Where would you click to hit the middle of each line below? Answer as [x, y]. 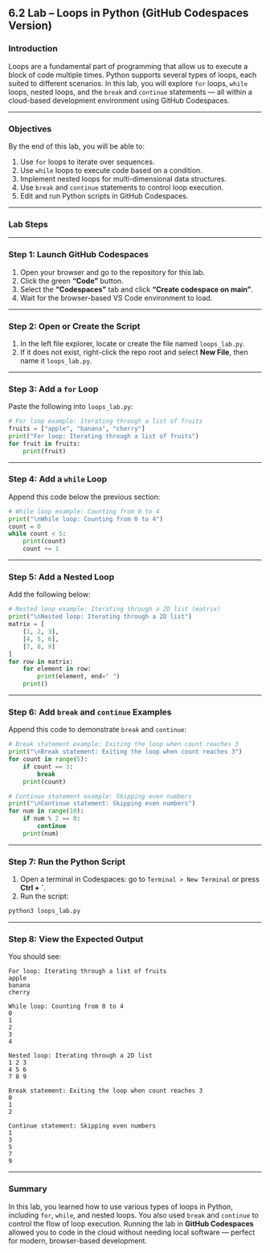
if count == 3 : [48, 767]
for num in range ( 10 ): [46, 811]
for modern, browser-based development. [78, 1240]
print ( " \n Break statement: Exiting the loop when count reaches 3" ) [125, 752]
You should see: [35, 956]
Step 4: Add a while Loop [57, 479]
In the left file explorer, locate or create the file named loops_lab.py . [132, 343]
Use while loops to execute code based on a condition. [111, 170]
